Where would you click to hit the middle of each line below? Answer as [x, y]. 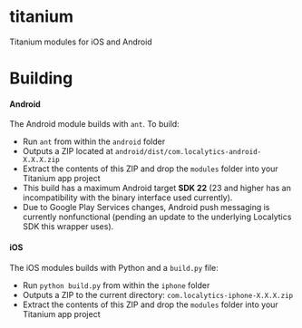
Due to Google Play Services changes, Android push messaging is [146, 207]
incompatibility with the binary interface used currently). [127, 198]
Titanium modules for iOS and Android [81, 42]
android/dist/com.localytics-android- [188, 152]
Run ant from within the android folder [94, 141]
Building [41, 78]
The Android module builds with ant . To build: [94, 124]
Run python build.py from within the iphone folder [116, 285]
